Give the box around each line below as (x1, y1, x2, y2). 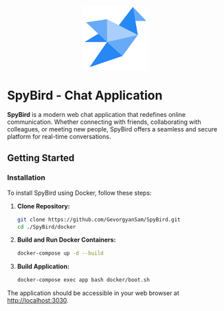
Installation (7, 173, 46, 182)
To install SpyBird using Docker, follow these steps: (7, 189, 153, 197)
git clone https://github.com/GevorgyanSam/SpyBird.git (16, 216, 181, 223)
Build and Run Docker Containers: (16, 236, 116, 244)
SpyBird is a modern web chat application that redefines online (7, 110, 186, 118)
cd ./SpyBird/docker (16, 223, 76, 230)
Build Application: (16, 262, 70, 270)
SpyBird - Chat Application (7, 88, 163, 103)
